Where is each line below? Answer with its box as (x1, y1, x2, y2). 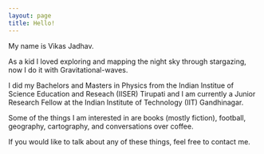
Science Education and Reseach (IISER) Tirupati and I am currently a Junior (8, 89, 256, 98)
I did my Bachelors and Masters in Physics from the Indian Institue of (8, 81, 234, 90)
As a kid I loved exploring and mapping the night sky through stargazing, (8, 57, 247, 66)
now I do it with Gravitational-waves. (8, 65, 128, 74)
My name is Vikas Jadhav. (8, 41, 94, 50)
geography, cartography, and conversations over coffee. (8, 121, 194, 131)
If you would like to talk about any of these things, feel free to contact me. (8, 136, 251, 146)
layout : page (8, 11, 52, 20)
